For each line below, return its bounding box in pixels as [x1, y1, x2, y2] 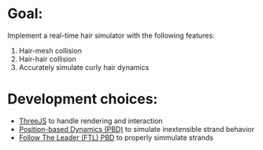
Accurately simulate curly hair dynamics [18, 62, 150, 71]
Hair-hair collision [18, 54, 76, 64]
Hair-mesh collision [18, 46, 82, 55]
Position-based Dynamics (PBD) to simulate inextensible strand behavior [18, 124, 255, 134]
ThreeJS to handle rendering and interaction [18, 115, 163, 126]
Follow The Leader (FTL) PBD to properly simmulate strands [18, 133, 214, 142]
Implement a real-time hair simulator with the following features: [7, 31, 215, 40]
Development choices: [7, 90, 158, 108]
